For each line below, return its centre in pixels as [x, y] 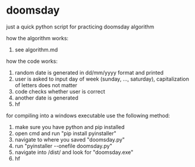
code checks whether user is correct [60, 91]
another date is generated [46, 98]
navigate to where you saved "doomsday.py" [70, 139]
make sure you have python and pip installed [70, 127]
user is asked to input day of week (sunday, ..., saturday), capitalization [102, 79]
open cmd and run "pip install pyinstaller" [66, 133]
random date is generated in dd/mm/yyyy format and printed [89, 72]
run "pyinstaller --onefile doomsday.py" [63, 146]
